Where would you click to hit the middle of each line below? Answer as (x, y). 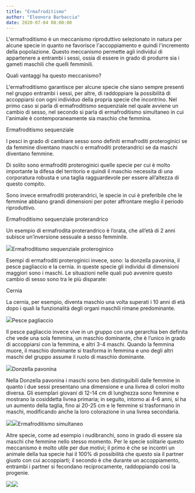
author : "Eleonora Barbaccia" (43, 17)
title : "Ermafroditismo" (36, 11)
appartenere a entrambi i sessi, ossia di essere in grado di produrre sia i (93, 58)
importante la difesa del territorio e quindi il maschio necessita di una (90, 171)
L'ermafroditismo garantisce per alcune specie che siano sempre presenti (95, 87)
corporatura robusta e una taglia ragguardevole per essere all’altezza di (93, 178)
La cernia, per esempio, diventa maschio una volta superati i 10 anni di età (95, 302)
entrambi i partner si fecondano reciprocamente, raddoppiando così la (91, 466)
